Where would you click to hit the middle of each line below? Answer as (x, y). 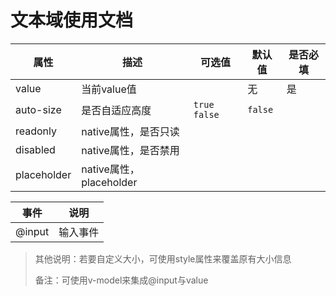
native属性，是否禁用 (130, 150)
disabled (35, 149)
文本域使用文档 (72, 20)
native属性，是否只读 (130, 131)
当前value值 (109, 89)
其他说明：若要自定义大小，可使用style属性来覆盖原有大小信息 (163, 258)
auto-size (38, 109)
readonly (36, 131)
